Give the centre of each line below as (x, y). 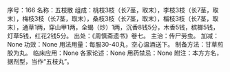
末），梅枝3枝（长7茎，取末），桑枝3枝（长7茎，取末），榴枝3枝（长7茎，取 (113, 19)
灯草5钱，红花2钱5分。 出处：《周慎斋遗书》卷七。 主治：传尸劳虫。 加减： (113, 36)
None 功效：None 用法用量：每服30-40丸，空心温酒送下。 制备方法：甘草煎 (115, 44)
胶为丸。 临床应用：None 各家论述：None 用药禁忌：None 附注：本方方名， (115, 53)
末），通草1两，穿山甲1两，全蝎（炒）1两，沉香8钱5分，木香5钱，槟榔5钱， (113, 27)
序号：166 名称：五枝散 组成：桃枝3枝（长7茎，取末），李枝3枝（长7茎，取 (113, 10)
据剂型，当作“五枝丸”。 (40, 61)
